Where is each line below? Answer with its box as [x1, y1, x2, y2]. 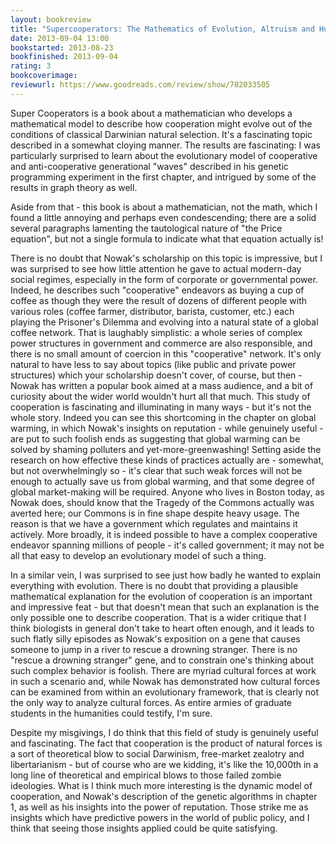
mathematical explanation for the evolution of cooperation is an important [10, 590, 313, 602]
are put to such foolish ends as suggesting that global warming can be [10, 432, 301, 445]
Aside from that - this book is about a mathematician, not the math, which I [10, 201, 318, 213]
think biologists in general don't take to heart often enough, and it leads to [10, 622, 315, 634]
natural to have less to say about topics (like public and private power [10, 358, 297, 370]
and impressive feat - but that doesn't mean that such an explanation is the [10, 601, 320, 613]
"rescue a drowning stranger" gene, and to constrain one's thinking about [10, 654, 314, 666]
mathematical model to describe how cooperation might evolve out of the [10, 117, 313, 130]
